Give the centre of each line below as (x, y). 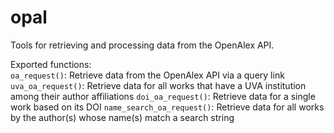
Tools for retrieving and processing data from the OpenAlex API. (142, 45)
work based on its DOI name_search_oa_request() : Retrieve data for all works (167, 107)
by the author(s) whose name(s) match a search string (122, 117)
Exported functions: (51, 64)
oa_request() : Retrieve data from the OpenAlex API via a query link (147, 75)
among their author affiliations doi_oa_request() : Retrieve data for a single (163, 96)
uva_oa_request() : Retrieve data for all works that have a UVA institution (158, 85)
